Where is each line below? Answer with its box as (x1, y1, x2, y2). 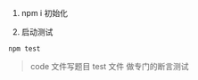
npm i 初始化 (21, 8, 69, 18)
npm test (8, 44, 41, 53)
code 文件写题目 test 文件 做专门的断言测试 (29, 61, 189, 71)
